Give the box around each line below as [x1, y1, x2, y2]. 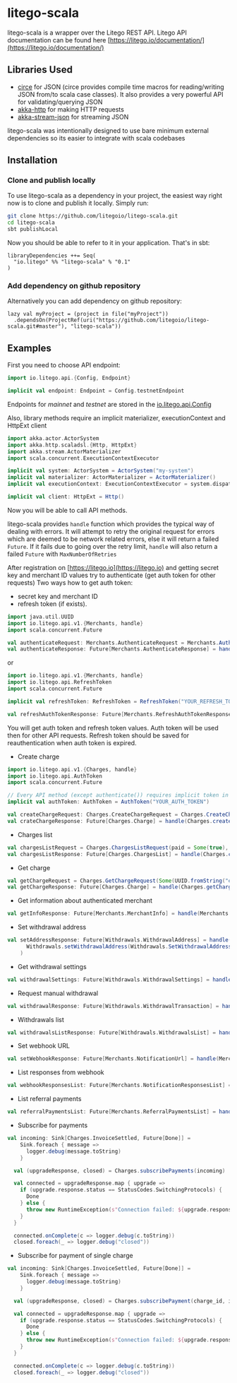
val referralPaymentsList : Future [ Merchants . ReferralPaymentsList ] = [7, 1108, 217, 1115]
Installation [7, 154, 58, 167]
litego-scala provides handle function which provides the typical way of [7, 519, 215, 528]
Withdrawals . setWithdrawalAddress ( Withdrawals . [25, 943, 169, 951]
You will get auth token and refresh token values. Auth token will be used [7, 723, 219, 732]
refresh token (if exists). [17, 599, 87, 608]
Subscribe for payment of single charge [17, 1252, 133, 1260]
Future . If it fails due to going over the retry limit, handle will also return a [7, 542, 218, 550]
